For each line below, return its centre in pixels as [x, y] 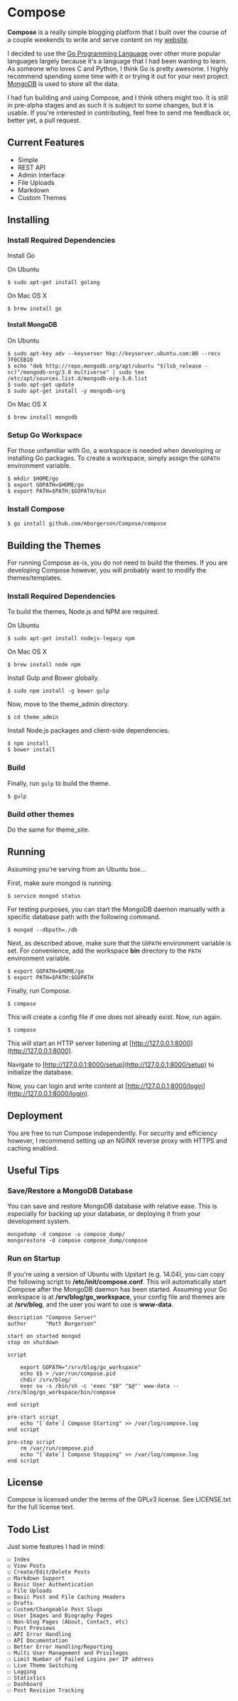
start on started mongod [44, 1336]
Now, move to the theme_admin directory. [68, 704]
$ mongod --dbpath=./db [43, 930]
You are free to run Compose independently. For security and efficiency [113, 1133]
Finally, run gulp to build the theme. [59, 783]
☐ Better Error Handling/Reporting [60, 1647]
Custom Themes [42, 197]
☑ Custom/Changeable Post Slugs [55, 1610]
